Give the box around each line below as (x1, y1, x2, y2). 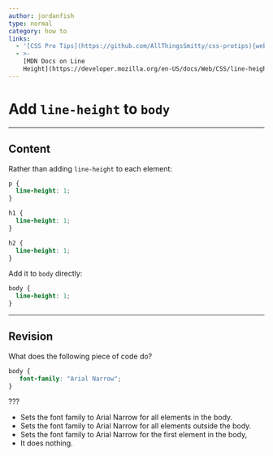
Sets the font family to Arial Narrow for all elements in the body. (19, 412, 233, 423)
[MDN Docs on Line (23, 58, 85, 66)
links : (8, 34, 31, 43)
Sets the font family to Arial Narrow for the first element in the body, (19, 430, 248, 440)
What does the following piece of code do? (8, 351, 153, 361)
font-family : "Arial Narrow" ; (19, 375, 122, 383)
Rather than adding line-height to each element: (8, 163, 173, 173)
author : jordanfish (8, 11, 75, 20)
